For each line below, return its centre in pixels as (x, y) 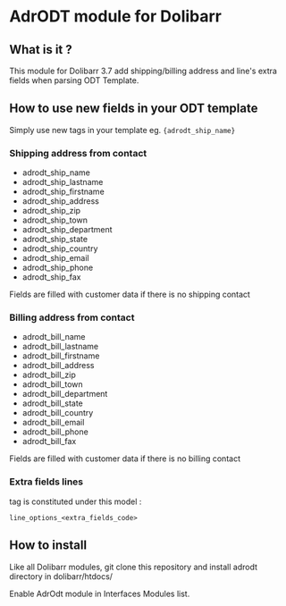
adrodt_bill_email (53, 423)
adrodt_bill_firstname (61, 356)
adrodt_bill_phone (55, 432)
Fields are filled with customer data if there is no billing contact (125, 459)
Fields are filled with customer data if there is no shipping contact (130, 295)
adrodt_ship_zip (51, 211)
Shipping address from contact (78, 153)
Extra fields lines (46, 482)
